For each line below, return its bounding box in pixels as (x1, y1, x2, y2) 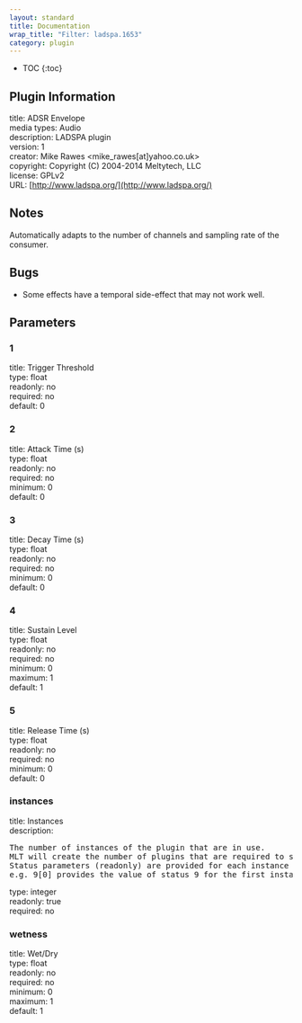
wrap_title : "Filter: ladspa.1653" (9, 30, 143, 39)
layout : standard (9, 13, 75, 22)
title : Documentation (9, 22, 91, 31)
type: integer (9, 886, 57, 897)
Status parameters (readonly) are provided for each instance (9, 860, 289, 870)
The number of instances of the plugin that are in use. (9, 842, 266, 852)
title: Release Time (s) (9, 725, 90, 735)
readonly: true (9, 895, 62, 906)
